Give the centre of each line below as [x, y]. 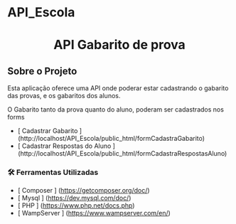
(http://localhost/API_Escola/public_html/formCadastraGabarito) [111, 139]
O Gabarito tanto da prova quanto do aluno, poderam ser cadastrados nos [116, 110]
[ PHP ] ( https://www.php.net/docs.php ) [76, 206]
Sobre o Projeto [42, 71]
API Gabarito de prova [119, 45]
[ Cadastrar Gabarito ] [50, 131]
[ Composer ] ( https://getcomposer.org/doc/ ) [84, 191]
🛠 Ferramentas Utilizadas [53, 173]
